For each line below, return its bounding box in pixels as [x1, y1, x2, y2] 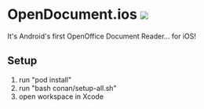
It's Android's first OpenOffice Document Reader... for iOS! [7, 31, 197, 41]
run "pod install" [18, 74, 72, 84]
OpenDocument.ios [7, 5, 138, 24]
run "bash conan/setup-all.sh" [18, 83, 117, 93]
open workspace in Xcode [18, 92, 104, 101]
